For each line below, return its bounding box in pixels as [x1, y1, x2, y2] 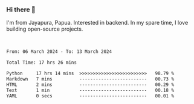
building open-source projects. [6, 25, 83, 32]
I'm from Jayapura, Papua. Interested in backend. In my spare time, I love [6, 19, 189, 26]
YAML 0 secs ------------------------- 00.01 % [6, 93, 174, 99]
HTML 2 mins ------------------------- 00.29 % [6, 81, 174, 88]
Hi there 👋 [6, 5, 36, 14]
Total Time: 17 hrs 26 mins [6, 60, 77, 66]
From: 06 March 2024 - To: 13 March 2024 [6, 49, 112, 55]
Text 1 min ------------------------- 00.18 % [6, 87, 174, 93]
